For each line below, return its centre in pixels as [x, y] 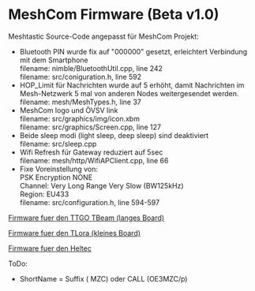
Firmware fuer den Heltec [50, 248]
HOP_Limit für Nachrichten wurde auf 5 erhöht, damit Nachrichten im [132, 85]
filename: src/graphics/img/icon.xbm [80, 118]
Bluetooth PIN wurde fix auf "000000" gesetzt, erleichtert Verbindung [133, 51]
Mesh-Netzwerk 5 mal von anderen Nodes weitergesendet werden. [129, 93]
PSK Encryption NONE [56, 177]
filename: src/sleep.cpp [58, 144]
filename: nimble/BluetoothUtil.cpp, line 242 [91, 68]
